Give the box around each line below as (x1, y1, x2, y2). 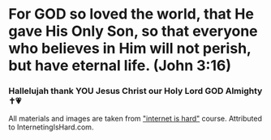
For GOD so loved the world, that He (8, 5, 254, 23)
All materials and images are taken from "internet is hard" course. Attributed (8, 114, 262, 124)
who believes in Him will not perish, (8, 40, 252, 57)
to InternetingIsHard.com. (8, 122, 94, 132)
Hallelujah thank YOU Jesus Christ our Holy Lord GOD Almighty (8, 86, 263, 97)
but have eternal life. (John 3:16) (8, 57, 231, 75)
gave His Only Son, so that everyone (8, 22, 258, 40)
